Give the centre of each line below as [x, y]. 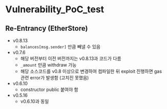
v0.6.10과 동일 [35, 101]
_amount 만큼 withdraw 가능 [48, 65]
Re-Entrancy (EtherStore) [47, 28]
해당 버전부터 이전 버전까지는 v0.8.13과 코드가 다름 [71, 58]
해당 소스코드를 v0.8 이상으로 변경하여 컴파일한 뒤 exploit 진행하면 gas [91, 71]
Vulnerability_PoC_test [55, 9]
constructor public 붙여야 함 [49, 90]
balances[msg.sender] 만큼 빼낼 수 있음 [60, 47]
